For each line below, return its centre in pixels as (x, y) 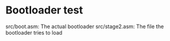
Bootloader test (44, 10)
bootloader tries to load (34, 32)
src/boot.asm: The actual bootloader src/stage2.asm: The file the (85, 26)
